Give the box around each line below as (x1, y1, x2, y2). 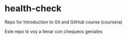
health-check (4, 3, 62, 14)
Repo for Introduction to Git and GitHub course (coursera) (4, 19, 123, 25)
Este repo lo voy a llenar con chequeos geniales (4, 28, 103, 34)
